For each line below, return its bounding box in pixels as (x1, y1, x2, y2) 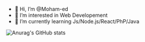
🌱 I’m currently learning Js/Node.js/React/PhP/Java (14, 18, 140, 24)
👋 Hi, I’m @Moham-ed (14, 6, 69, 12)
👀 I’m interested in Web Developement (14, 12, 108, 19)
